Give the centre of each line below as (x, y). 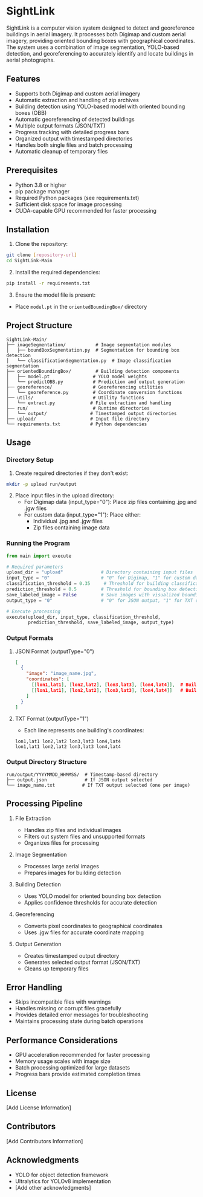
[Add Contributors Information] (45, 1141)
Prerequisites (32, 170)
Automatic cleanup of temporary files (61, 151)
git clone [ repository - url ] (42, 255)
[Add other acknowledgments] (53, 1187)
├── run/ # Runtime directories (78, 408)
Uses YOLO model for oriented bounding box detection (92, 896)
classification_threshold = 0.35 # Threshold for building (88, 584)
